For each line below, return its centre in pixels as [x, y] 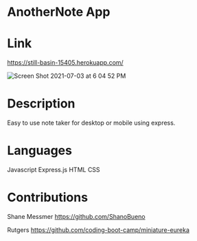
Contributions [47, 198]
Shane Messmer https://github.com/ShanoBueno [76, 216]
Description [41, 104]
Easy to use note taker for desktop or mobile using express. [91, 123]
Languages [39, 150]
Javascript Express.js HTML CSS [54, 170]
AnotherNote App [59, 12]
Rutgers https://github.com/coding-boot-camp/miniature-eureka [98, 230]
